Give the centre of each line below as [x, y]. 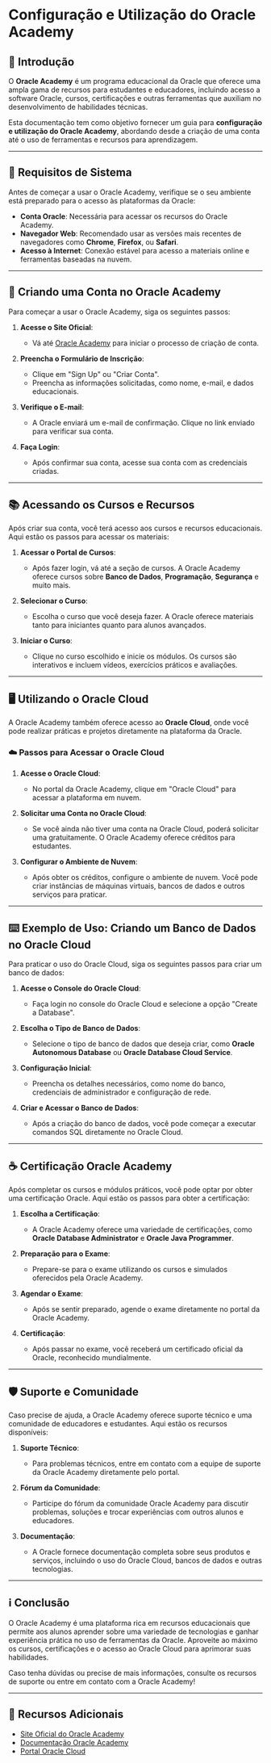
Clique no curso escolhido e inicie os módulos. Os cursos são [134, 656]
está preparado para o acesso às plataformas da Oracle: [102, 200]
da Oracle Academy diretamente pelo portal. [106, 1472]
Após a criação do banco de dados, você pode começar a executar [144, 1124]
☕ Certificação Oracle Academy [90, 1166]
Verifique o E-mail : [52, 407]
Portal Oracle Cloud [53, 1751]
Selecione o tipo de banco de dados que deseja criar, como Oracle [144, 1044]
